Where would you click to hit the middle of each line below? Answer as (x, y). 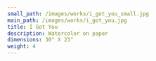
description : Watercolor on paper (58, 33)
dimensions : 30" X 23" (40, 40)
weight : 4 (22, 46)
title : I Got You (33, 27)
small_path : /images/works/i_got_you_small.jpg (78, 14)
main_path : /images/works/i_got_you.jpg (67, 20)
